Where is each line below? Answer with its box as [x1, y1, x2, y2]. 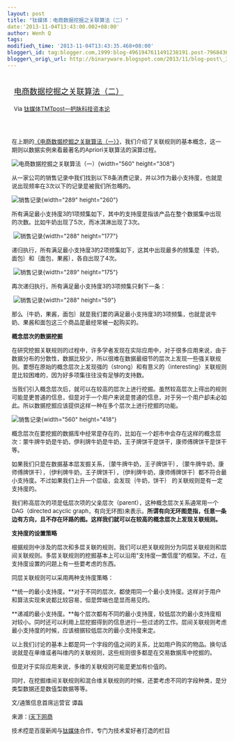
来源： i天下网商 [11, 712, 54, 720]
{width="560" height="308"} [97, 160, 175, 167]
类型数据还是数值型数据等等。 [11, 685, 92, 692]
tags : [7, 36, 23, 43]
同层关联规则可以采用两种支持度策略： [11, 573, 114, 581]
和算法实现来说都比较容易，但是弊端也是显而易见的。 [11, 595, 154, 604]
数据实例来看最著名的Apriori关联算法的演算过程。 [29, 146, 160, 153]
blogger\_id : [7, 49, 45, 56]
